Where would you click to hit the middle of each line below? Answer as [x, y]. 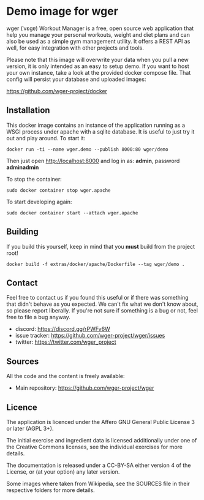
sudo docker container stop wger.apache [59, 190]
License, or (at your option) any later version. [63, 472]
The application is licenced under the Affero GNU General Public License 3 [100, 422]
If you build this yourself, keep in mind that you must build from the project [100, 246]
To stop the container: [34, 179]
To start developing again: [39, 202]
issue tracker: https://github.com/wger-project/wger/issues [90, 336]
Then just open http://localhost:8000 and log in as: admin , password [93, 161]
